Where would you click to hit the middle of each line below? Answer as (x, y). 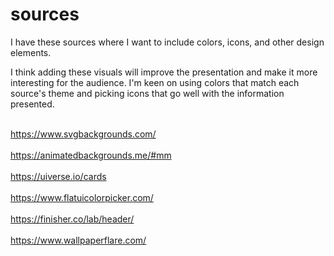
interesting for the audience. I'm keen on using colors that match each (155, 82)
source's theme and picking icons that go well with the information (147, 93)
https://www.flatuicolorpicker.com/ (82, 197)
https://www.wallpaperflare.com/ (78, 240)
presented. (32, 104)
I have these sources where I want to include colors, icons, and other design (167, 42)
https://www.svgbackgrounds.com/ (83, 134)
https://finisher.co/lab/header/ (72, 219)
